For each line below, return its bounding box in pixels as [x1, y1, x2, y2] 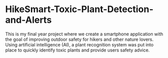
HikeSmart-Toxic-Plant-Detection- [5, 4, 154, 15]
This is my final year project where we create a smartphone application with [5, 31, 163, 37]
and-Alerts [5, 14, 52, 26]
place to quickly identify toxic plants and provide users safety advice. [5, 47, 150, 53]
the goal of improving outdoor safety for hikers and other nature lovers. [5, 36, 154, 42]
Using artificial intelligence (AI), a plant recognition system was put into [5, 41, 154, 47]
